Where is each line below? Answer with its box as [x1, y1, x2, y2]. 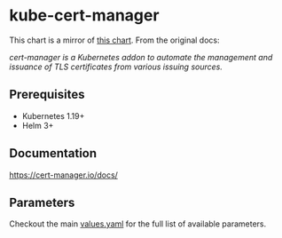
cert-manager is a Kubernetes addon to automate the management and [9, 52, 273, 62]
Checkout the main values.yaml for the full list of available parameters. [9, 218, 267, 229]
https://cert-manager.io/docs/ [9, 170, 118, 180]
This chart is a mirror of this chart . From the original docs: [9, 35, 220, 45]
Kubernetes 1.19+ [21, 110, 85, 121]
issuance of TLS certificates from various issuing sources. [9, 61, 223, 72]
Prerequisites [9, 87, 85, 102]
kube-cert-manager [9, 5, 160, 26]
